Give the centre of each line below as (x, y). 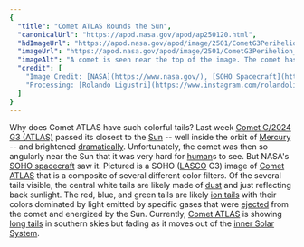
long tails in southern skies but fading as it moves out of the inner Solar (142, 223)
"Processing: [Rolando (68, 85)
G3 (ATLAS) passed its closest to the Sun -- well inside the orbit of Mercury (150, 138)
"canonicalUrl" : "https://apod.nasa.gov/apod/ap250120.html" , (137, 34)
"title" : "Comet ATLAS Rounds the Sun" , (95, 26)
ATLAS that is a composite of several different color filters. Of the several (146, 176)
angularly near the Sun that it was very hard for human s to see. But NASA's (149, 157)
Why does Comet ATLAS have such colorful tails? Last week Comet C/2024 (150, 128)
